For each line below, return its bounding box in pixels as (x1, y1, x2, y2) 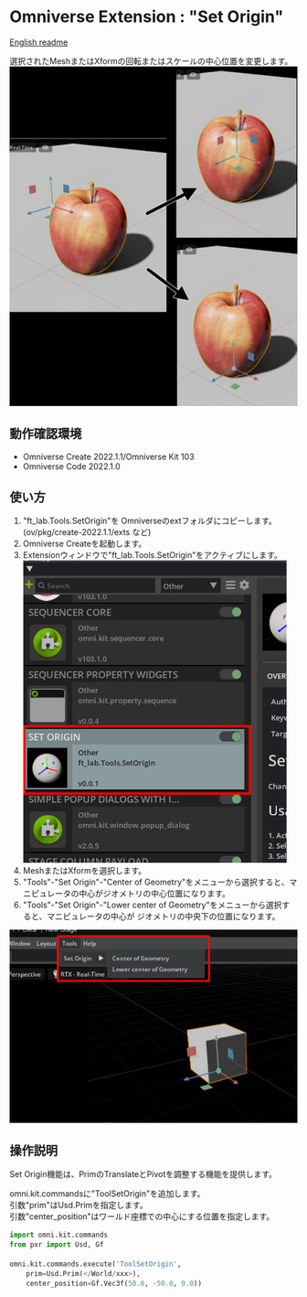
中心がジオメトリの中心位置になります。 (79, 888, 231, 899)
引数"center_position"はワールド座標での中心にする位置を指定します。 (9, 1211, 275, 1222)
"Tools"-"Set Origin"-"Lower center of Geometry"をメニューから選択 (22, 899, 282, 911)
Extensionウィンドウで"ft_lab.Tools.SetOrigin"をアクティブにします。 (22, 550, 283, 561)
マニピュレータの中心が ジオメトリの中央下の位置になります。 (47, 911, 281, 922)
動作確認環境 (9, 426, 82, 442)
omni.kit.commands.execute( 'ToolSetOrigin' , (9, 1259, 182, 1269)
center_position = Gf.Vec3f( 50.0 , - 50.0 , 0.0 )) (26, 1279, 203, 1288)
